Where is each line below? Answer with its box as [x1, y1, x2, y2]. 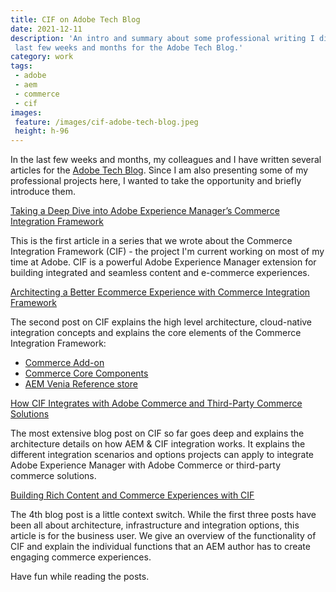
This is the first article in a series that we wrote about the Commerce [10, 235, 293, 247]
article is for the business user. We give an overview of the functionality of [10, 530, 317, 542]
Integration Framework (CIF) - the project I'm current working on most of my [10, 246, 325, 258]
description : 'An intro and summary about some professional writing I [10, 33, 315, 43]
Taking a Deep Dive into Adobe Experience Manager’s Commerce [10, 205, 280, 217]
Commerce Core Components [24, 367, 149, 380]
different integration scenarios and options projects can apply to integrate [10, 449, 315, 461]
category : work [10, 52, 74, 62]
